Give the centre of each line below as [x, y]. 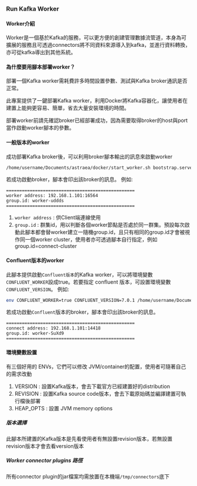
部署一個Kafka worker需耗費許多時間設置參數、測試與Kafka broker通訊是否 [97, 81]
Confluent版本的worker [35, 260]
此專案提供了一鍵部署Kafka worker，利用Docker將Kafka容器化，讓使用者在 [97, 101]
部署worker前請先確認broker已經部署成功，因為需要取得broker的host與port [97, 120]
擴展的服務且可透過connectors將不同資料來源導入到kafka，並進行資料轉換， [98, 45]
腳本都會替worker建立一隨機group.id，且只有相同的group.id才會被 [105, 232]
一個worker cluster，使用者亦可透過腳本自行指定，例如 [91, 240]
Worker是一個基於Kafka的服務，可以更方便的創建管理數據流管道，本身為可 [96, 38]
